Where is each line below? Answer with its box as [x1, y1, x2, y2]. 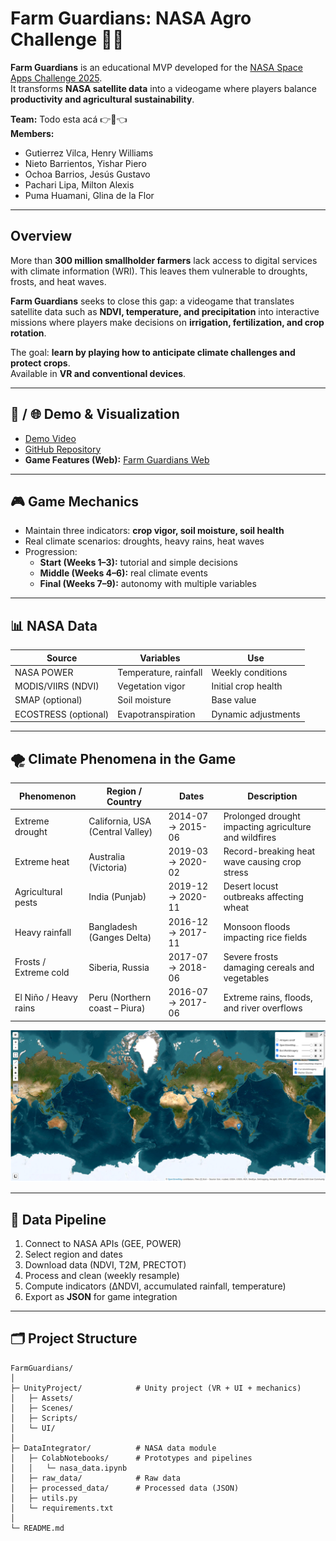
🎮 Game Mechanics [10, 493, 140, 510]
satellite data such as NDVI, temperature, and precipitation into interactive [10, 305, 320, 317]
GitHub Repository [24, 443, 102, 455]
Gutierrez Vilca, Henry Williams [24, 147, 154, 159]
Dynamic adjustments [211, 708, 301, 720]
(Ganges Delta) [88, 932, 152, 943]
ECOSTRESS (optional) [14, 708, 110, 720]
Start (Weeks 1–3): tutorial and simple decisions [39, 557, 238, 569]
